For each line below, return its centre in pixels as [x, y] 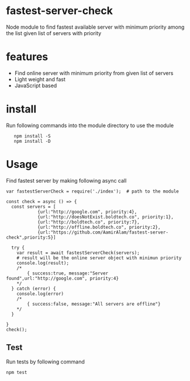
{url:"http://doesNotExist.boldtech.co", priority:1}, [106, 217]
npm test [17, 372]
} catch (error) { [34, 289]
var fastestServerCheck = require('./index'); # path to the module [93, 191]
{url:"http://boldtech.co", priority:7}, [89, 222]
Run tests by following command [45, 362]
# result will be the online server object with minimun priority [99, 258]
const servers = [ [34, 207]
